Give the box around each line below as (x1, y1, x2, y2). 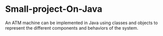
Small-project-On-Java (5, 3, 103, 15)
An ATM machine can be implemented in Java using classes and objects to (5, 20, 158, 26)
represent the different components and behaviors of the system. (5, 25, 139, 31)
